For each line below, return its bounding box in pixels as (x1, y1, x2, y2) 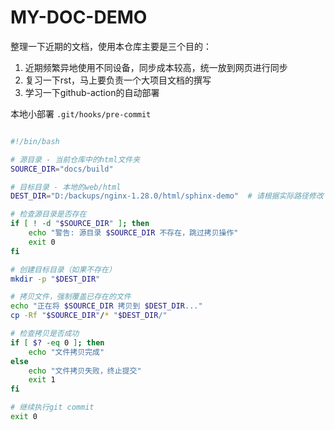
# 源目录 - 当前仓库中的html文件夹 (10, 154, 141, 165)
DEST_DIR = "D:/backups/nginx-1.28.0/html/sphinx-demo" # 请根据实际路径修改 (10, 191, 324, 201)
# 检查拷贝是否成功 (10, 329, 80, 339)
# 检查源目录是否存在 (10, 209, 87, 220)
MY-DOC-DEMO (10, 6, 148, 29)
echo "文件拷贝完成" (28, 347, 105, 357)
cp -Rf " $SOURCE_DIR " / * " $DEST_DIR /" (10, 311, 168, 321)
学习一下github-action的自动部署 (24, 86, 160, 98)
